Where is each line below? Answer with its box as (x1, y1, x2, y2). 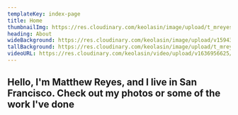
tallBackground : (7, 43, 55, 50)
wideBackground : (7, 37, 55, 44)
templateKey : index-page (7, 10, 81, 18)
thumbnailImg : (7, 23, 50, 31)
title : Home (7, 17, 42, 24)
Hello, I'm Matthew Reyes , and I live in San (7, 76, 197, 89)
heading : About (7, 30, 52, 38)
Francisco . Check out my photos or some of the (7, 87, 221, 99)
